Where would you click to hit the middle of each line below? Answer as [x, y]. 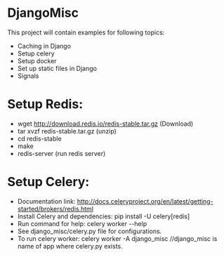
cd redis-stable [39, 138]
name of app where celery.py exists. [70, 246]
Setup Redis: [45, 104]
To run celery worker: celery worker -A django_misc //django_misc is [117, 238]
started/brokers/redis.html [55, 209]
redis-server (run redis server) [61, 153]
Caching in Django [44, 46]
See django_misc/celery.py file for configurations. [90, 231]
